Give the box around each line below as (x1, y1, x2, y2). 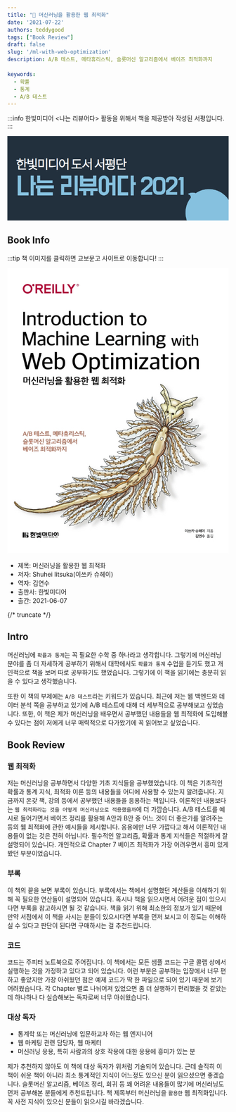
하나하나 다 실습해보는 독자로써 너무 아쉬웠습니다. (14, 993, 150, 1001)
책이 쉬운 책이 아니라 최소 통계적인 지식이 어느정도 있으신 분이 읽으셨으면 (7, 1071, 206, 1080)
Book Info (7, 235, 51, 246)
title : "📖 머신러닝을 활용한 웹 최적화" (7, 11, 110, 18)
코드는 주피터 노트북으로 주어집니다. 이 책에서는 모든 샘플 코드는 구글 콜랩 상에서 (7, 958, 227, 966)
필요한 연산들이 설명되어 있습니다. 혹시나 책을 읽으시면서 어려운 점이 (22, 894, 208, 903)
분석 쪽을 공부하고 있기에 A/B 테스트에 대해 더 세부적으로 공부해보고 (20, 701, 205, 709)
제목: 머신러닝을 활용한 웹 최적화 (17, 561, 106, 570)
